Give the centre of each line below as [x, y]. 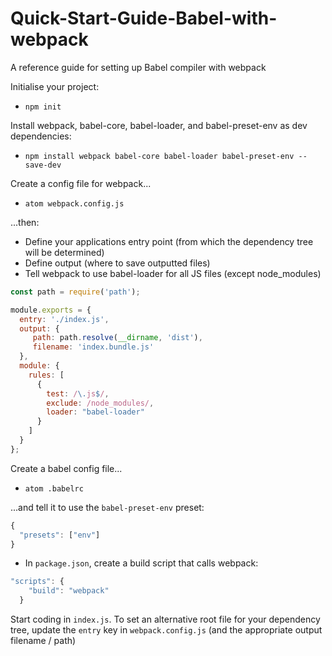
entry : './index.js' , [64, 319]
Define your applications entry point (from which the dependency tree [169, 241]
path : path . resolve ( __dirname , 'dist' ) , [117, 338]
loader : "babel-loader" [95, 412]
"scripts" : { [37, 582]
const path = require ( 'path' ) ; [75, 292]
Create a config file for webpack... [81, 183]
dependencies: [41, 136]
